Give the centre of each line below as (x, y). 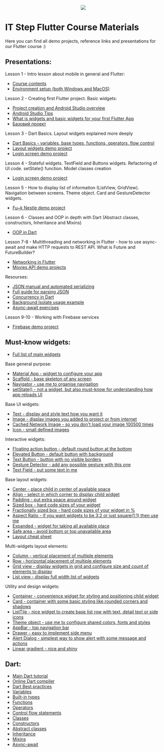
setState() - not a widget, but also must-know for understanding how (82, 389)
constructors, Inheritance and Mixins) (43, 223)
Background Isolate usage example (48, 302)
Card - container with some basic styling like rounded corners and (80, 601)
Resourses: (17, 277)
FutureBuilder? (20, 252)
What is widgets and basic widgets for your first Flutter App (73, 118)
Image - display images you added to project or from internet (75, 419)
